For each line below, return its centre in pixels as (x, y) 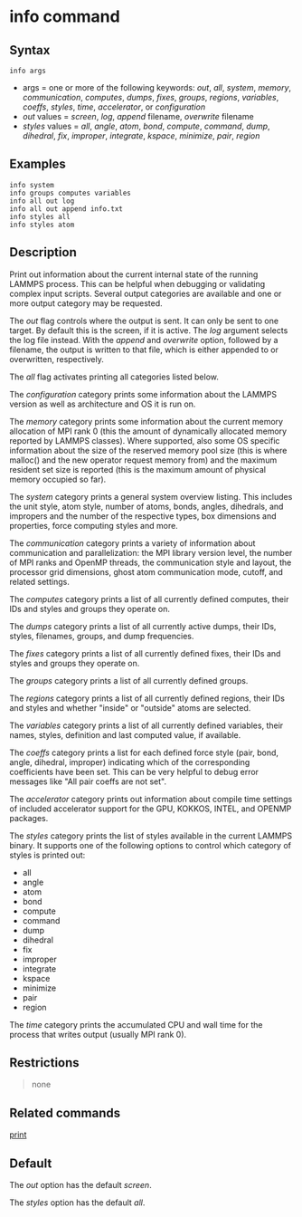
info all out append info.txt (66, 209)
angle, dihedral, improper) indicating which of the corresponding (130, 762)
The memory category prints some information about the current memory (146, 421)
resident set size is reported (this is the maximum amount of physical (138, 469)
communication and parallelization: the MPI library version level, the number (151, 552)
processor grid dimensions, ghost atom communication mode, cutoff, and (146, 571)
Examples (38, 164)
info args (28, 71)
